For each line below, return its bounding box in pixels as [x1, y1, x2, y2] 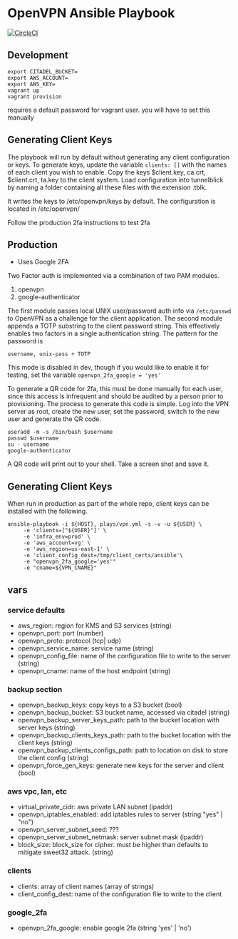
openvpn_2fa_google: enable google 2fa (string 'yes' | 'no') [17, 924, 192, 933]
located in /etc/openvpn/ [7, 204, 81, 213]
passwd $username [7, 435, 59, 442]
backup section [7, 684, 63, 694]
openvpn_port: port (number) [17, 628, 104, 637]
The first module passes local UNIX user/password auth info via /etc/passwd [7, 306, 232, 315]
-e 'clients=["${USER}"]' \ [23, 527, 107, 534]
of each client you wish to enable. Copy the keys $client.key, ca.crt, [7, 167, 206, 176]
